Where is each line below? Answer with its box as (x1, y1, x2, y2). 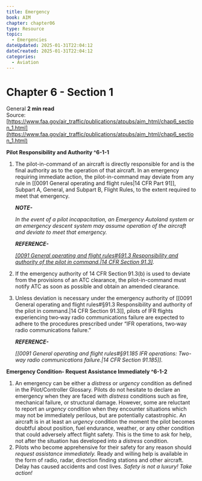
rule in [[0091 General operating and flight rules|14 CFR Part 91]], (14, 180, 176, 187)
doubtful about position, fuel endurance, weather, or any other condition (14, 424, 195, 432)
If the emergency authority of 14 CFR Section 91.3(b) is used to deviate (14, 270, 191, 277)
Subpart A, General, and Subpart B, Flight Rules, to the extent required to (14, 186, 197, 193)
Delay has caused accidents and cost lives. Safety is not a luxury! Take (14, 463, 192, 470)
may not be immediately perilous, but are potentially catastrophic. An (14, 412, 186, 419)
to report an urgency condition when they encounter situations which (14, 405, 187, 413)
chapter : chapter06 (6, 20, 55, 26)
